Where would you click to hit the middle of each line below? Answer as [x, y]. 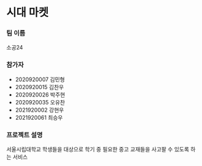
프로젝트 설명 [24, 135]
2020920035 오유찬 [40, 102]
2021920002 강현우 [39, 110]
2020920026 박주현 [40, 95]
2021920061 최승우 [39, 117]
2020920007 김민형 [40, 79]
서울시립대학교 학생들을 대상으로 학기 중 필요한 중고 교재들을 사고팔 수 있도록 [98, 150]
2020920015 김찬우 [39, 87]
